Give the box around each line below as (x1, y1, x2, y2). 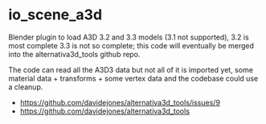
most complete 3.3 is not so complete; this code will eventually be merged (8, 40, 255, 50)
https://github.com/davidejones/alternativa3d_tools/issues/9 (19, 97, 221, 107)
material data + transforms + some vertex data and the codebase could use (8, 73, 259, 83)
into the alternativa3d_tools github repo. (8, 49, 141, 59)
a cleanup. (8, 82, 43, 92)
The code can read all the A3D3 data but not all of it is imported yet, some (8, 64, 253, 74)
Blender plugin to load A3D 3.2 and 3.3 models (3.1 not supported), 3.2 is (8, 32, 249, 42)
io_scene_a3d (8, 6, 103, 24)
